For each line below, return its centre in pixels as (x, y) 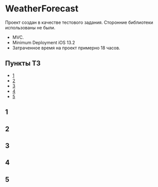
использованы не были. (30, 27)
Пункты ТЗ (23, 63)
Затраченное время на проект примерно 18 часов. (66, 48)
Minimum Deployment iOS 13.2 (44, 42)
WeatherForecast (42, 9)
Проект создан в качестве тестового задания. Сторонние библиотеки (79, 22)
